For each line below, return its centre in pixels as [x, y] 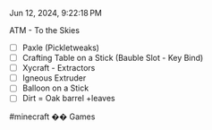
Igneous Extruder [54, 78]
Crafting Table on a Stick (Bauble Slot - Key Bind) [113, 58]
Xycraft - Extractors [59, 68]
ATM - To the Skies [45, 30]
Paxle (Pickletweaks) [61, 48]
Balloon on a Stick [55, 88]
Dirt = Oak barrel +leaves [69, 99]
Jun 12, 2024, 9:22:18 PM [56, 13]
